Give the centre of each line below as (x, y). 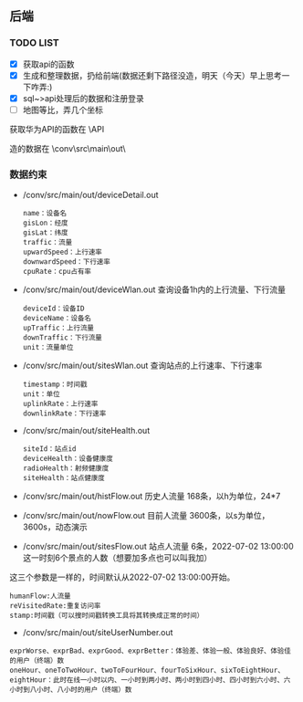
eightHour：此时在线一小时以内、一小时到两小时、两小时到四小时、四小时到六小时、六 (150, 680)
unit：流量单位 (48, 348)
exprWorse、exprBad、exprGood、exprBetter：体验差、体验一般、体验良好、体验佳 (151, 651)
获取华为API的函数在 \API (57, 129)
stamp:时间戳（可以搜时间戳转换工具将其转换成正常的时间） (107, 616)
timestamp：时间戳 (55, 385)
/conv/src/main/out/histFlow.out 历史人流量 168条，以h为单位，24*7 (151, 497)
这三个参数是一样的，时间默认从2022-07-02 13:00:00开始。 (122, 577)
